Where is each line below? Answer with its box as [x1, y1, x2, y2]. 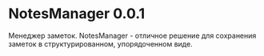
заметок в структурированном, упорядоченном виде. [8, 39, 194, 48]
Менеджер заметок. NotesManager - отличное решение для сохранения [8, 31, 257, 40]
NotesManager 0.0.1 [8, 5, 146, 23]
